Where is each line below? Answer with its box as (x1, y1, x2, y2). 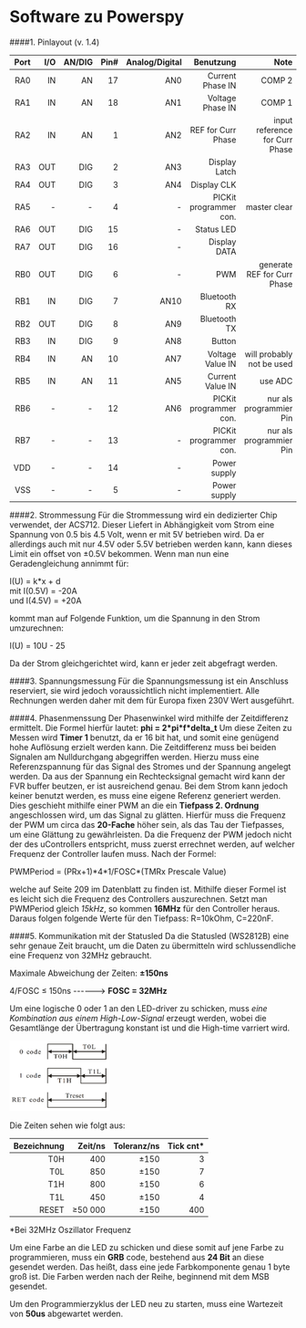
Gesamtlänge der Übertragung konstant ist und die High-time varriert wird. (9, 1022, 291, 1033)
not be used (248, 358, 293, 369)
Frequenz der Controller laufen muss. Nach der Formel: (9, 849, 217, 860)
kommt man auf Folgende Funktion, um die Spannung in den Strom (9, 613, 260, 624)
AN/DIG (63, 57, 94, 68)
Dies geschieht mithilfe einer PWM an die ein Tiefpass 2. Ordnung (9, 800, 260, 811)
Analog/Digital (126, 57, 182, 68)
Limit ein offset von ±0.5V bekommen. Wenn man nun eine (9, 549, 229, 559)
